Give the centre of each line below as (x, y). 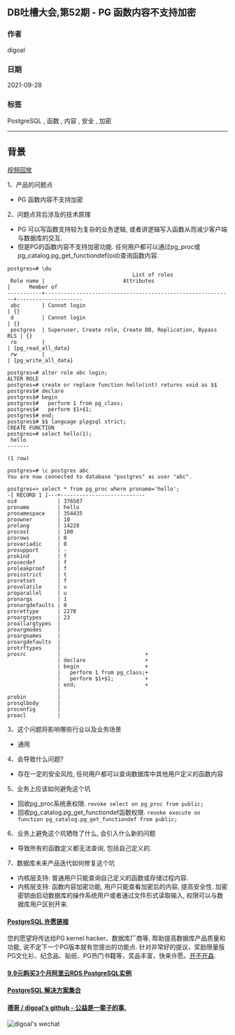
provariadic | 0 (37, 544)
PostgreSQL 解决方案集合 (44, 990)
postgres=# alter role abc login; (58, 373)
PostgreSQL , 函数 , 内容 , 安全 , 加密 (59, 121)
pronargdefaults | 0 (37, 606)
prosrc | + (78, 655)
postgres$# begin (33, 397)
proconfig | (34, 709)
